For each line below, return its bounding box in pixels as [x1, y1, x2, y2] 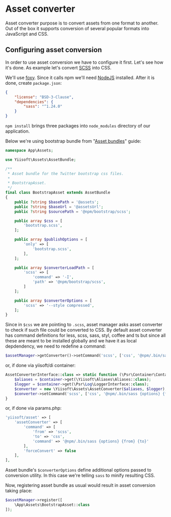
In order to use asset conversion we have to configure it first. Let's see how [5, 59, 164, 65]
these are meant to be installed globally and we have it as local [5, 338, 137, 344]
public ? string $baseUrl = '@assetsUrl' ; [14, 204, 103, 209]
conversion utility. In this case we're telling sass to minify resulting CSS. [5, 473, 155, 479]
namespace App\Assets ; [5, 148, 53, 153]
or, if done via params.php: [5, 405, 62, 411]
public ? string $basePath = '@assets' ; [14, 200, 99, 205]
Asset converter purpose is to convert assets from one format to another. [5, 20, 159, 26]
